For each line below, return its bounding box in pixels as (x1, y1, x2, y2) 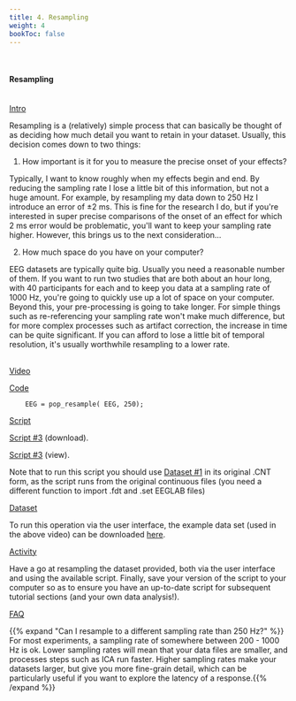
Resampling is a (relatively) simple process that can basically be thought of (9, 120, 283, 131)
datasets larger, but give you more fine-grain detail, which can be (9, 663, 247, 674)
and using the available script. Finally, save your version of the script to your (9, 572, 287, 583)
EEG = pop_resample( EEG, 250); (25, 400, 144, 408)
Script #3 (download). (9, 432, 89, 443)
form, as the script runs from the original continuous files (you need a (9, 476, 262, 486)
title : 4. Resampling (9, 12, 89, 22)
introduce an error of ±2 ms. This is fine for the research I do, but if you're (9, 201, 279, 212)
